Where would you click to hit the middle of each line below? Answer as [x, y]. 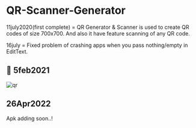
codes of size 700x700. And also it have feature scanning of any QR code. [98, 33]
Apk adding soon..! [29, 118]
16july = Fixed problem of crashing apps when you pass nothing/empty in [97, 45]
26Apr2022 [29, 104]
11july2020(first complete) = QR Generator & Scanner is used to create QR [98, 27]
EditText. [17, 51]
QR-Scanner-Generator [66, 11]
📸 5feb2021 [28, 71]
